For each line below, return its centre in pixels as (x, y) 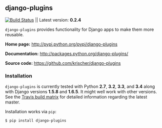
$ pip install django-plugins (36, 121)
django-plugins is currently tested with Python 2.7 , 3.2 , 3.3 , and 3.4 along (80, 87)
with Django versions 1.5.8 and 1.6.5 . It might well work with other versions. (81, 92)
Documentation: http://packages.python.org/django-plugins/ (67, 53)
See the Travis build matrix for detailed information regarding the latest (76, 97)
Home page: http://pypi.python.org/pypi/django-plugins (61, 44)
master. (13, 102)
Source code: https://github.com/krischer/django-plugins (63, 63)
